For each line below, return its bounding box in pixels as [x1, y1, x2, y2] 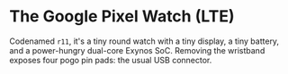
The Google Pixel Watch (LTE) [9, 6, 235, 27]
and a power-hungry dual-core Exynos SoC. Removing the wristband [9, 45, 265, 55]
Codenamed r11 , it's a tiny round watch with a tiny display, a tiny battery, [9, 36, 280, 46]
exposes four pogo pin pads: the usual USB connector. [9, 54, 212, 65]
